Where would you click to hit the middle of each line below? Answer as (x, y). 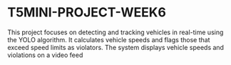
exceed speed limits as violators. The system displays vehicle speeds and (116, 47)
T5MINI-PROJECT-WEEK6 (87, 12)
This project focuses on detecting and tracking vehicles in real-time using (115, 32)
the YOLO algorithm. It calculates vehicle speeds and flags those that (109, 39)
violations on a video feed (45, 55)
